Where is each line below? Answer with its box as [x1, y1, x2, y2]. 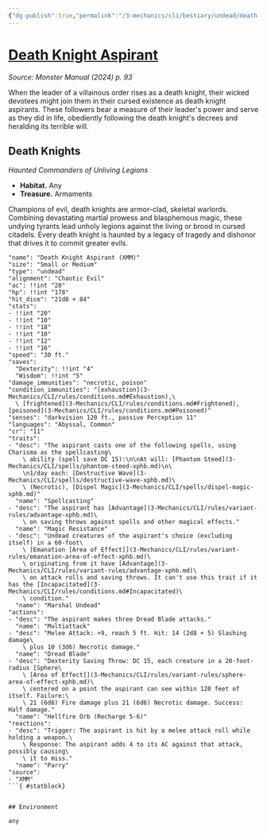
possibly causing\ [8, 748, 69, 756]
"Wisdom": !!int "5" [15, 372, 83, 380]
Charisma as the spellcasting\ [8, 448, 112, 457]
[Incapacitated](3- [37, 581, 102, 589]
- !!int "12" [8, 337, 52, 346]
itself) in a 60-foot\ [8, 539, 83, 547]
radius [8, 664, 30, 672]
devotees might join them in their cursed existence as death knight [8, 96, 226, 106]
